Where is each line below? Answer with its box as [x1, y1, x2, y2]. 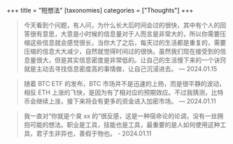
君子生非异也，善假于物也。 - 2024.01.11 [36, 129, 152, 138]
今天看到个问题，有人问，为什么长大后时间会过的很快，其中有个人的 [23, 21, 220, 29]
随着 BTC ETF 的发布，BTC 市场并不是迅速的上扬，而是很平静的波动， [23, 80, 225, 87]
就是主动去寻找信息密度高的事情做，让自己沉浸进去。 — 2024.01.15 [23, 65, 218, 73]
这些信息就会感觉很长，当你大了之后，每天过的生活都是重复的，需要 [29, 38, 227, 47]
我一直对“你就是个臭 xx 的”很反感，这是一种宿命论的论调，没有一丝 [23, 112, 218, 120]
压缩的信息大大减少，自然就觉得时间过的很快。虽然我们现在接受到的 [23, 48, 220, 55]
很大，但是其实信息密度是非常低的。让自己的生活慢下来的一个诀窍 [36, 56, 227, 64]
